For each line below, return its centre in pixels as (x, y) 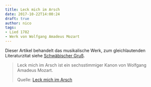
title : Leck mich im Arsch (32, 9)
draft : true (17, 18)
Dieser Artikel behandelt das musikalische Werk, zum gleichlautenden (75, 50)
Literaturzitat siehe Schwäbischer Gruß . (45, 55)
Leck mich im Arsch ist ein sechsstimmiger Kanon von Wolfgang (82, 65)
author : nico (18, 23)
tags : (11, 28)
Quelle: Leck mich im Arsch (44, 79)
